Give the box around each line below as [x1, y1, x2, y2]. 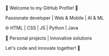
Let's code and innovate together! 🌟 [5, 45, 80, 51]
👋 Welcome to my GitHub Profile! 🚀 [5, 5, 78, 11]
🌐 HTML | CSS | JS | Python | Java [5, 25, 78, 31]
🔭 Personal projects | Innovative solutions [5, 35, 92, 41]
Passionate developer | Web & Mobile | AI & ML [5, 15, 104, 21]
